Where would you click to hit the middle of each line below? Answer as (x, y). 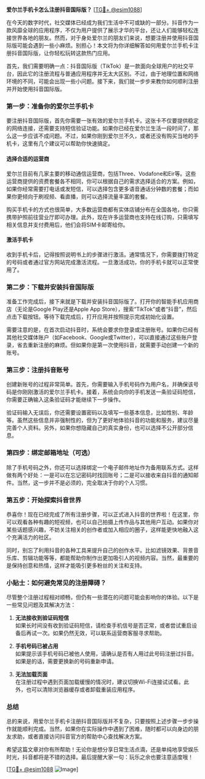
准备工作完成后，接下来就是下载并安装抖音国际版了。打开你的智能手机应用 (100, 301)
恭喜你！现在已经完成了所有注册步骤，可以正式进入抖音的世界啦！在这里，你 (103, 514)
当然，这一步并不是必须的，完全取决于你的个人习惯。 (84, 482)
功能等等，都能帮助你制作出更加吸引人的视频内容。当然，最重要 (113, 557)
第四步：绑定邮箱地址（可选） (50, 453)
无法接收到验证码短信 (42, 618)
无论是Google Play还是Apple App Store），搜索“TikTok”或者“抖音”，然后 (107, 309)
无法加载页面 (31, 675)
